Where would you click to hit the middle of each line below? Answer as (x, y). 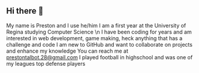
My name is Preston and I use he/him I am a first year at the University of (96, 25)
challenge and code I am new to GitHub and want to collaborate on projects (99, 44)
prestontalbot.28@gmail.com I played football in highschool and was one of (99, 57)
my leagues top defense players (46, 63)
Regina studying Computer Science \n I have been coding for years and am (99, 32)
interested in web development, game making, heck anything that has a (94, 38)
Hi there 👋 (25, 11)
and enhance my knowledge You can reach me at (67, 51)
